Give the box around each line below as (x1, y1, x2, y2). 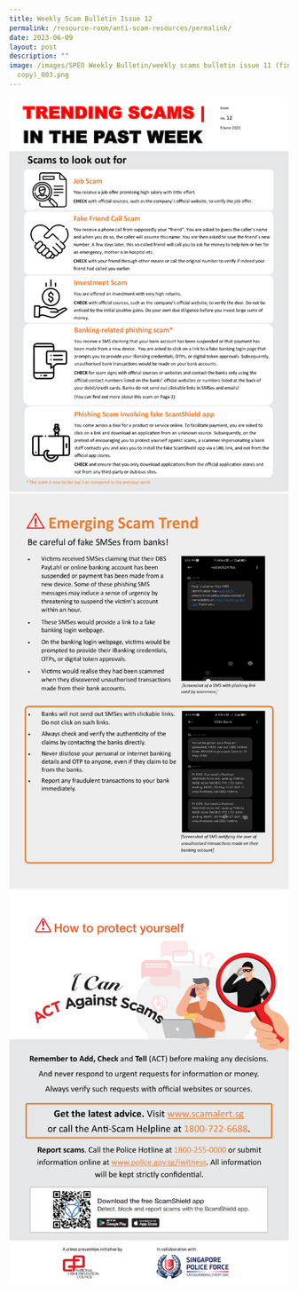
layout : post (9, 43, 58, 51)
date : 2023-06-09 (9, 33, 74, 42)
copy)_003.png (17, 71, 69, 80)
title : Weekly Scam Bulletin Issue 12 (9, 14, 153, 23)
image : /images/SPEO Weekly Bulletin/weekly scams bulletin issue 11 (9, 61, 272, 70)
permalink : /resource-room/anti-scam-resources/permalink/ (9, 23, 232, 33)
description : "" (9, 51, 69, 61)
